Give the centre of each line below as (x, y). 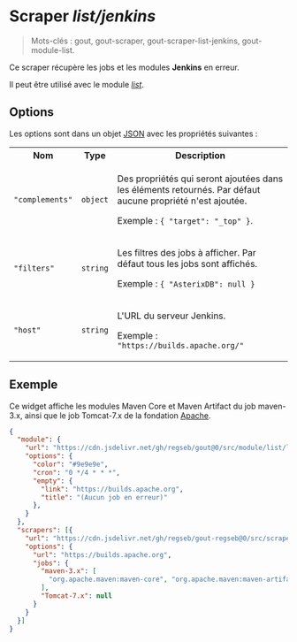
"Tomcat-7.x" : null (77, 596)
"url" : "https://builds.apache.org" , (102, 554)
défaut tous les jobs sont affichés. (187, 264)
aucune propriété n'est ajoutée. (182, 201)
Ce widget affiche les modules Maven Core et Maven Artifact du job (133, 406)
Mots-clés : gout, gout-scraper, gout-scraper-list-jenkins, (135, 41)
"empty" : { (53, 481)
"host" (27, 330)
